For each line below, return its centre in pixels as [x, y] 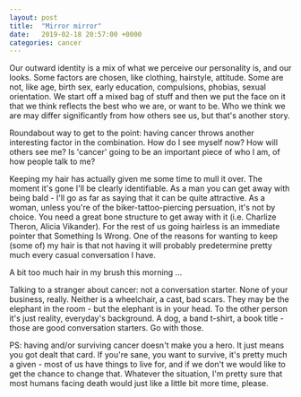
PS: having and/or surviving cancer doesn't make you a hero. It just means [147, 345]
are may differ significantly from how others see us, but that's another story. [150, 116]
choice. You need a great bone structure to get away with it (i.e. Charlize [143, 217]
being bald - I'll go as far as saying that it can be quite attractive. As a [138, 198]
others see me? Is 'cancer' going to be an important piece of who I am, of [145, 152]
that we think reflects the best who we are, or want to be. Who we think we [147, 106]
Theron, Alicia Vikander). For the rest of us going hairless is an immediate [145, 227]
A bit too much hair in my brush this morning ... [96, 272]
